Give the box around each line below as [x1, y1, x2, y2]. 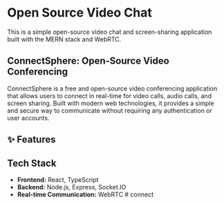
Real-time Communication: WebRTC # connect [17, 190, 154, 198]
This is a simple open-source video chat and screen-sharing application [7, 28, 212, 36]
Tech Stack [7, 157, 57, 169]
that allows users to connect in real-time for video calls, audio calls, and [7, 91, 212, 100]
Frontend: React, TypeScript [17, 175, 99, 184]
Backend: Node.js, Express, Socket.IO [17, 183, 127, 191]
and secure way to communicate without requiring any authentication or [7, 106, 213, 115]
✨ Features [7, 133, 56, 146]
